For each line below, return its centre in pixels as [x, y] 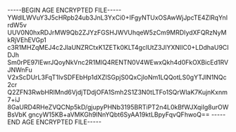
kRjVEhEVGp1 [27, 40]
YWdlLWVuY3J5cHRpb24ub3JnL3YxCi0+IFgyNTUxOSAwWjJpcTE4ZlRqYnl [117, 18]
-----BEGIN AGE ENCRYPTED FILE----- [64, 10]
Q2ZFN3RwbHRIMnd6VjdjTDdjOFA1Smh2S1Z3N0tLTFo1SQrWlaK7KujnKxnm [117, 92]
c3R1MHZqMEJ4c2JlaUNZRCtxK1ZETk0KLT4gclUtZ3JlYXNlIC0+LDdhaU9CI [118, 47]
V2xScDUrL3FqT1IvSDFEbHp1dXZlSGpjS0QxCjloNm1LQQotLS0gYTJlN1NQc [117, 77]
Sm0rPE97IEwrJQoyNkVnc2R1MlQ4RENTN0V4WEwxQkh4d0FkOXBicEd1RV [118, 62]
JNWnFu [20, 70]
